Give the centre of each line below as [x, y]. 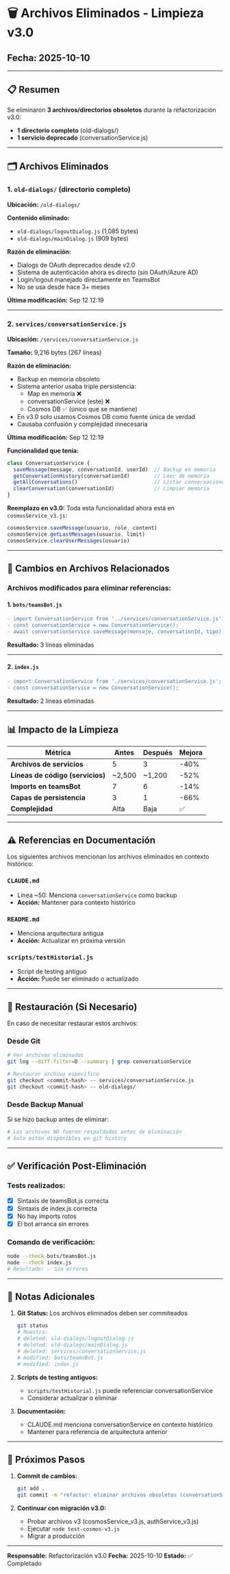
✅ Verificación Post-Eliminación [77, 1166]
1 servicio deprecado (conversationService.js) [82, 137]
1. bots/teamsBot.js [35, 604]
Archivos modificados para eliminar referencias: [89, 588]
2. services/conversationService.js [67, 324]
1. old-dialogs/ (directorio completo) [69, 189]
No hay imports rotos [47, 1216]
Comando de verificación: [51, 1242]
